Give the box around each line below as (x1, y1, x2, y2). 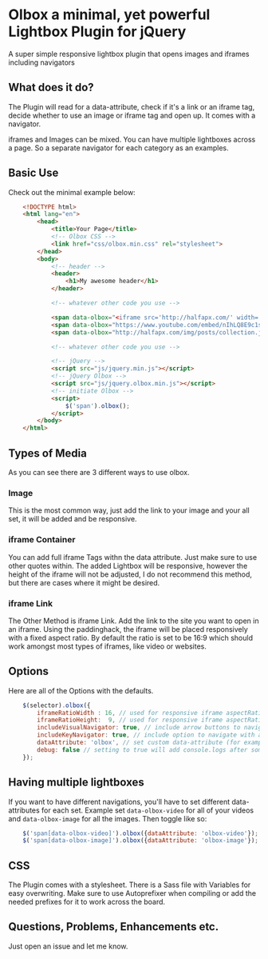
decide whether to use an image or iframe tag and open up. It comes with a (8, 110, 256, 120)
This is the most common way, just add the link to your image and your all (8, 505, 250, 515)
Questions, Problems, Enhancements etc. (8, 920, 219, 933)
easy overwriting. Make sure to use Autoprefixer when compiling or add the (8, 889, 257, 898)
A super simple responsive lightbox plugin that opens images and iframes (8, 49, 250, 58)
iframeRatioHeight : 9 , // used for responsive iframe (37, 716, 223, 725)
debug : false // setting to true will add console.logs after (37, 745, 248, 753)
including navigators (8, 58, 76, 67)
